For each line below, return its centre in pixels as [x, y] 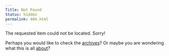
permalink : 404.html [27, 19]
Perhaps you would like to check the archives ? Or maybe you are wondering [85, 43]
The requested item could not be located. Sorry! [55, 33]
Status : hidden [21, 14]
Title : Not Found [24, 10]
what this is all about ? [28, 48]
